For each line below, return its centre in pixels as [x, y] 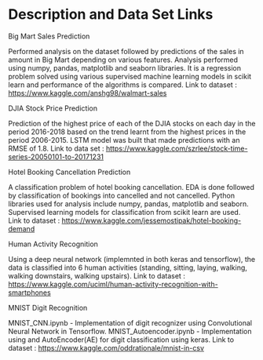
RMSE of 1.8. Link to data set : [56, 148]
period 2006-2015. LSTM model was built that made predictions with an [124, 140]
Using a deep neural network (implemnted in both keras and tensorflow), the [132, 259]
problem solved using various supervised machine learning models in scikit [130, 76]
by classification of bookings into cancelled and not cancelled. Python [122, 195]
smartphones [29, 293]
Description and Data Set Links [111, 15]
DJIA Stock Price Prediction [53, 108]
